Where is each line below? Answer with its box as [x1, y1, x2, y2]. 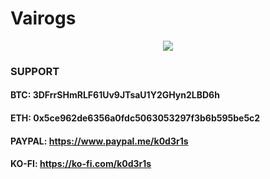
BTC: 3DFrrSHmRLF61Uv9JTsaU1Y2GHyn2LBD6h [10, 89, 220, 101]
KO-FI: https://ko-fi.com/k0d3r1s [10, 158, 152, 170]
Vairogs [10, 7, 77, 30]
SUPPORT [10, 64, 60, 78]
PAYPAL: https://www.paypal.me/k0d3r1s [10, 135, 189, 147]
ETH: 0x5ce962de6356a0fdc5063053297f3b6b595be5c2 [10, 112, 261, 124]
